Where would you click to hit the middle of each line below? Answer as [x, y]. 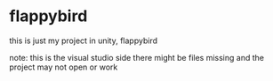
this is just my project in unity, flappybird [84, 40]
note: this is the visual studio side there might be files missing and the [137, 57]
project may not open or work [64, 67]
